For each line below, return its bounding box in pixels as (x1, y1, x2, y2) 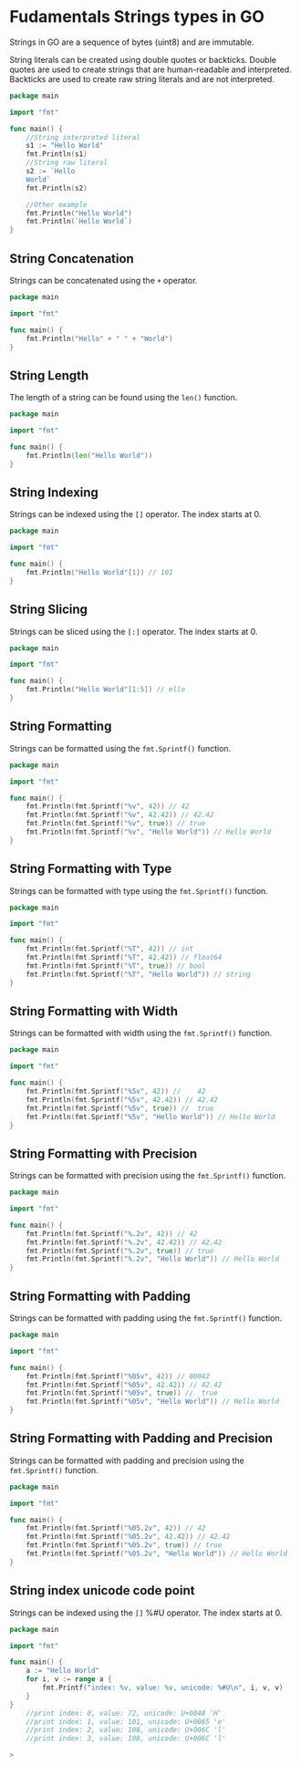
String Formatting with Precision (9, 1146, 198, 1161)
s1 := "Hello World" (26, 141, 104, 151)
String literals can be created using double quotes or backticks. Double (9, 54, 276, 65)
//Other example (26, 200, 88, 209)
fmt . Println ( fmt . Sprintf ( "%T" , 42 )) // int (26, 944, 194, 954)
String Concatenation (9, 251, 134, 266)
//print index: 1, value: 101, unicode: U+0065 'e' (26, 1717, 226, 1726)
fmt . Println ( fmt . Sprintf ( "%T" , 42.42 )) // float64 (26, 953, 223, 962)
